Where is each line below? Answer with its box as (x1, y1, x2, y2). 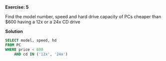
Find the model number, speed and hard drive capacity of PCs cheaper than (5, 14, 162, 19)
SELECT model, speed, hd (5, 38, 57, 43)
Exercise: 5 (5, 4, 29, 10)
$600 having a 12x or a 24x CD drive (5, 19, 81, 25)
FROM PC (5, 42, 21, 47)
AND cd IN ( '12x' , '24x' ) (14, 52, 68, 57)
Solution (5, 29, 23, 34)
